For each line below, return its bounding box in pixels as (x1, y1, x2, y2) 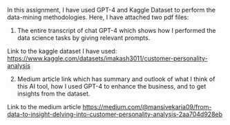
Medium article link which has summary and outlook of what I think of (17, 75, 215, 83)
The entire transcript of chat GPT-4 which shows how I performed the (17, 27, 216, 34)
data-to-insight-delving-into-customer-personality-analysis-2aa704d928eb (7, 110, 223, 118)
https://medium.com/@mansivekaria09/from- (82, 103, 212, 111)
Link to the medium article (7, 103, 82, 111)
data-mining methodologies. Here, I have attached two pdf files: (7, 13, 189, 21)
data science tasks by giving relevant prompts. (17, 34, 151, 42)
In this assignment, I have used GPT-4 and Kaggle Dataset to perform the (7, 6, 216, 14)
